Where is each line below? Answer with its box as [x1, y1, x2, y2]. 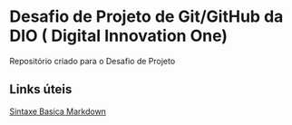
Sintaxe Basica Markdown [9, 106, 107, 117]
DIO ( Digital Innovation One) [9, 25, 229, 46]
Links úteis [9, 82, 73, 97]
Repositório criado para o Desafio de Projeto [9, 55, 176, 66]
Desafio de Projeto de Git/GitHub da [9, 6, 284, 27]
